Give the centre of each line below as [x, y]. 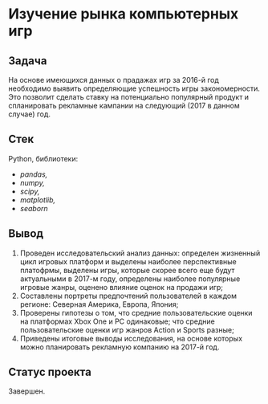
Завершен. [27, 391]
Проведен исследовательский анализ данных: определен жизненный [140, 253]
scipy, [30, 191]
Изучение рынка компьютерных [124, 14]
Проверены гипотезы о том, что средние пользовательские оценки [136, 312]
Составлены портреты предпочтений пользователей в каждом [128, 296]
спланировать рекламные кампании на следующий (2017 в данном [124, 106]
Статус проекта [50, 372]
